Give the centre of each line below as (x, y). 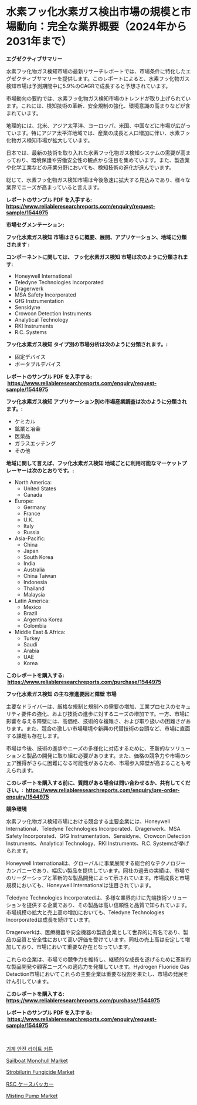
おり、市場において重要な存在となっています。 (77, 946)
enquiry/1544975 (28, 797)
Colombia (35, 625)
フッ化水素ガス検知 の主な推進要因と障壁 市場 (61, 694)
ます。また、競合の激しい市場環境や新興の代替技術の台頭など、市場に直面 (101, 728)
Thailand (34, 588)
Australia (34, 570)
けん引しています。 (29, 981)
